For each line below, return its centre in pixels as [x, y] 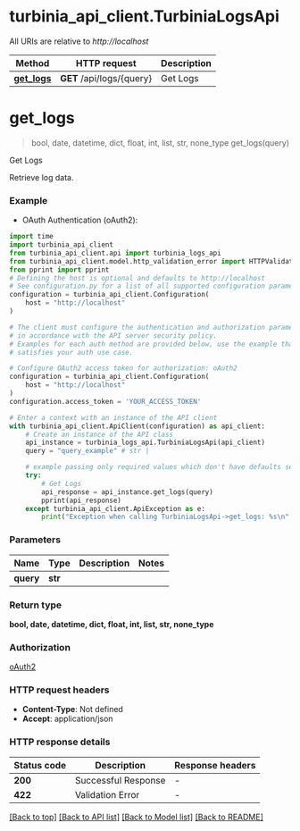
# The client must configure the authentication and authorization [137, 327]
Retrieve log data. [42, 177]
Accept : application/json [67, 719]
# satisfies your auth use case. [71, 352]
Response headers [215, 765]
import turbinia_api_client [62, 245]
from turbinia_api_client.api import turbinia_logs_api [115, 253]
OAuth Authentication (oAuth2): [80, 220]
